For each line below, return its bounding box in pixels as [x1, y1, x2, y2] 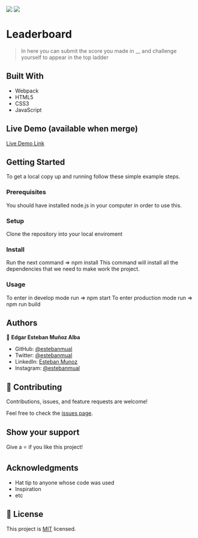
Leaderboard [6, 28, 72, 41]
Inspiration [14, 485, 41, 492]
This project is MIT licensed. [6, 525, 76, 532]
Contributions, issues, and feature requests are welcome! [6, 398, 148, 405]
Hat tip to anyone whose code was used [14, 478, 115, 486]
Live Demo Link [6, 139, 45, 147]
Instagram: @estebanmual [14, 364, 80, 372]
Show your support [6, 427, 80, 437]
